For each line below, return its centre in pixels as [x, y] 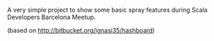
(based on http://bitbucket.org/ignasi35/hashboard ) [81, 30]
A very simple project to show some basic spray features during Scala [107, 10]
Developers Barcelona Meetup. [51, 17]
